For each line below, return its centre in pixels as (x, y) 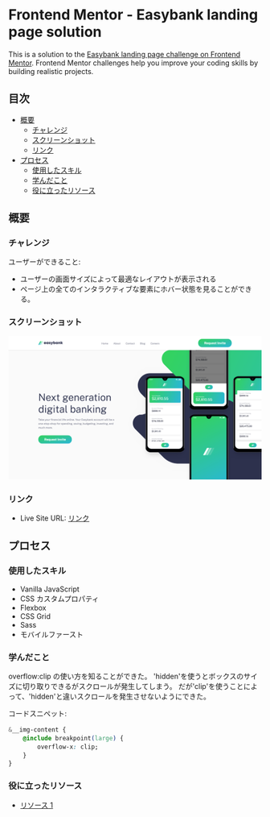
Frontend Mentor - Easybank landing (133, 15)
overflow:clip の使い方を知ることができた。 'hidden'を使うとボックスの (126, 676)
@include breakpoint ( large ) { (74, 738)
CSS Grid (35, 616)
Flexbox (33, 608)
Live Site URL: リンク (55, 518)
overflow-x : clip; (68, 747)
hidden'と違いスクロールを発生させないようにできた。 (121, 696)
